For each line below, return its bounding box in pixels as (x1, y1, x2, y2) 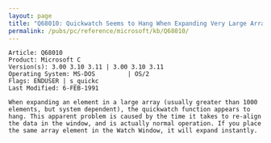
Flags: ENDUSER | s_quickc (8, 78, 99, 86)
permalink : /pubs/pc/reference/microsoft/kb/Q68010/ (8, 27, 190, 35)
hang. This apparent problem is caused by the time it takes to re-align (8, 112, 262, 121)
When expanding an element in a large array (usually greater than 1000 (8, 99, 258, 107)
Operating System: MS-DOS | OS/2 (8, 70, 150, 78)
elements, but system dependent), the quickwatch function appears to (8, 106, 251, 114)
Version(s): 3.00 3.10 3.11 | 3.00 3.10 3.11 (8, 63, 164, 71)
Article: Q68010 (8, 49, 63, 57)
